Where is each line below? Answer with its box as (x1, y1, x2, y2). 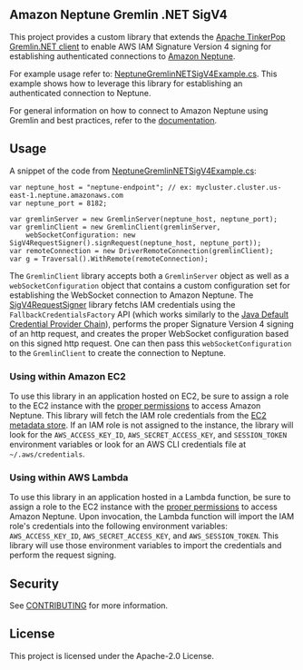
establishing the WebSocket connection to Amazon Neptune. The (9, 290, 254, 301)
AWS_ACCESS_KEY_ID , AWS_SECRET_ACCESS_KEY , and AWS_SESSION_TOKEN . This (9, 530, 279, 541)
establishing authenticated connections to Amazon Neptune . (9, 50, 236, 62)
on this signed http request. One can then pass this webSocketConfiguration (9, 338, 292, 349)
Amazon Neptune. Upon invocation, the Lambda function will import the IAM (9, 511, 295, 522)
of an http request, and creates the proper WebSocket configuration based (9, 328, 289, 339)
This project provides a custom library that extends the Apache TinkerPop (9, 31, 286, 42)
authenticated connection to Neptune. (9, 87, 151, 98)
